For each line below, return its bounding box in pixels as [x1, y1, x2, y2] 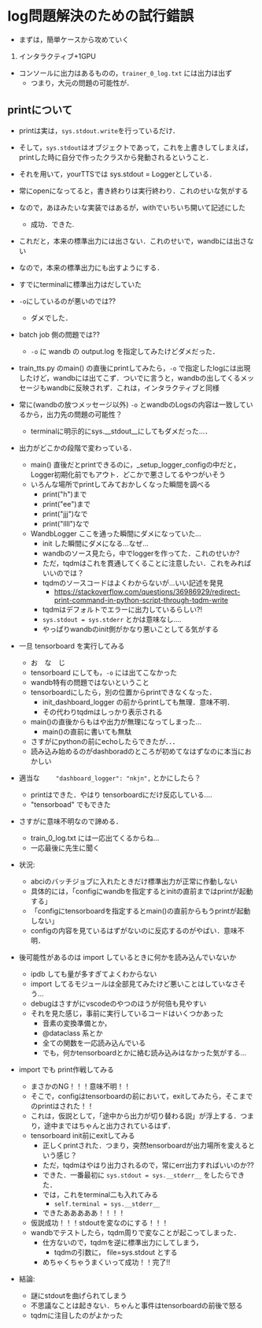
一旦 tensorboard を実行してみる [18, 641, 125, 650]
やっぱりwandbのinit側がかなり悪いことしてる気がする [42, 624, 220, 634]
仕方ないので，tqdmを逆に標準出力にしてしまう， [42, 1237, 203, 1247]
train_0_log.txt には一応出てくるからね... [30, 833, 160, 843]
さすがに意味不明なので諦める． [18, 817, 123, 826]
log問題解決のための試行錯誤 [7, 7, 194, 25]
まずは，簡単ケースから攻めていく [18, 35, 130, 44]
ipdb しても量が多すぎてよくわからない [30, 969, 157, 978]
